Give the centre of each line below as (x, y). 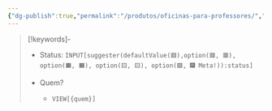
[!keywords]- (49, 39)
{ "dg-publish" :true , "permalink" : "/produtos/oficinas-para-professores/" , (135, 16)
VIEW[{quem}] (74, 99)
